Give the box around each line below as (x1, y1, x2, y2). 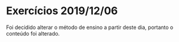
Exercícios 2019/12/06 (6, 4, 118, 18)
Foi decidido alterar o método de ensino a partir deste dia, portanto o (6, 24, 174, 31)
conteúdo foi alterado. (6, 30, 60, 37)
